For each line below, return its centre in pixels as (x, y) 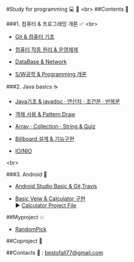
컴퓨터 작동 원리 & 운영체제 (46, 50)
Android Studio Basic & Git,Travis (56, 186)
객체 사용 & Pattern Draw (45, 114)
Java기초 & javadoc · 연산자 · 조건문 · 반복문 (68, 101)
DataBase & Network (41, 62)
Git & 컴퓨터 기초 (35, 37)
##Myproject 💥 (25, 217)
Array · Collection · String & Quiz (55, 126)
